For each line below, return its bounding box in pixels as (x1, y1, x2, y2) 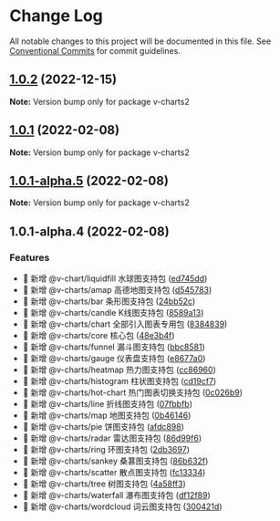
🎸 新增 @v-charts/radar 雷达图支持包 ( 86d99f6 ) (22, 432, 202, 443)
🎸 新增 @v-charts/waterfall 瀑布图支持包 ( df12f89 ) (22, 490, 212, 501)
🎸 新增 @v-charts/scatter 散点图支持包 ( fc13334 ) (22, 467, 206, 478)
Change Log (9, 5, 103, 26)
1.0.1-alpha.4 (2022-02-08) (9, 224, 171, 239)
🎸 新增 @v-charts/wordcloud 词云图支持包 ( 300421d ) (22, 501, 223, 512)
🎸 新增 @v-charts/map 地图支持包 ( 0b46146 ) (22, 410, 192, 421)
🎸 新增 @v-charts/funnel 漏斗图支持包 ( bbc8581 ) (22, 341, 205, 352)
